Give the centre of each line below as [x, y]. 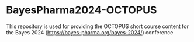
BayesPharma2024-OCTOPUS [82, 10]
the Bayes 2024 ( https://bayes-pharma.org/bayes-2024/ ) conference [90, 32]
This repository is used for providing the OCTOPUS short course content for [97, 26]
